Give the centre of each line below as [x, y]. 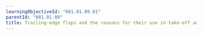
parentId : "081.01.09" [34, 17]
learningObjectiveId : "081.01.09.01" [53, 12]
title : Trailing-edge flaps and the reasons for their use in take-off [98, 23]
